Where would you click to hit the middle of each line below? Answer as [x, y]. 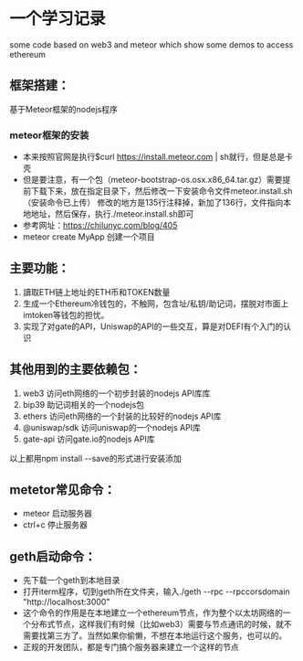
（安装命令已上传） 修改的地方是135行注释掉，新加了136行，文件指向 [153, 203]
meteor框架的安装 [49, 135]
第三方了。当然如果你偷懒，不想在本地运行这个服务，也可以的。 [167, 635]
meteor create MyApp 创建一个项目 [89, 237]
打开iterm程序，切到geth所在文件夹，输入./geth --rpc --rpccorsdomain [156, 592]
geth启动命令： [53, 556]
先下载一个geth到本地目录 [71, 581]
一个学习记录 [58, 19]
